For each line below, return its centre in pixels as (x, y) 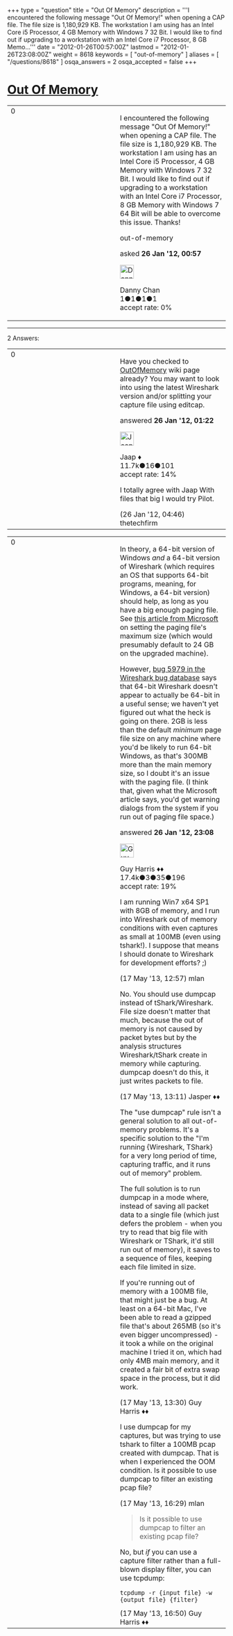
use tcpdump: (143, 1578)
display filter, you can (176, 1569)
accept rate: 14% (148, 474)
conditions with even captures (169, 928)
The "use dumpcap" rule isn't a (171, 1112)
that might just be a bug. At (164, 1299)
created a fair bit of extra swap (170, 1369)
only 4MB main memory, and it (170, 1361)
